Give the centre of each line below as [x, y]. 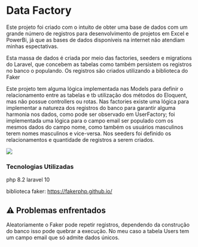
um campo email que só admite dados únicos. [63, 237]
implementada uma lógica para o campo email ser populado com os [90, 120]
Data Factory [39, 11]
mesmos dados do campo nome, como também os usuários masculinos [95, 127]
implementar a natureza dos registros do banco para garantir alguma [91, 108]
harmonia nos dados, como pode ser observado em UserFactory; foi [91, 114]
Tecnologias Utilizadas [40, 166]
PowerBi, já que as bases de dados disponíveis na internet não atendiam [96, 40]
